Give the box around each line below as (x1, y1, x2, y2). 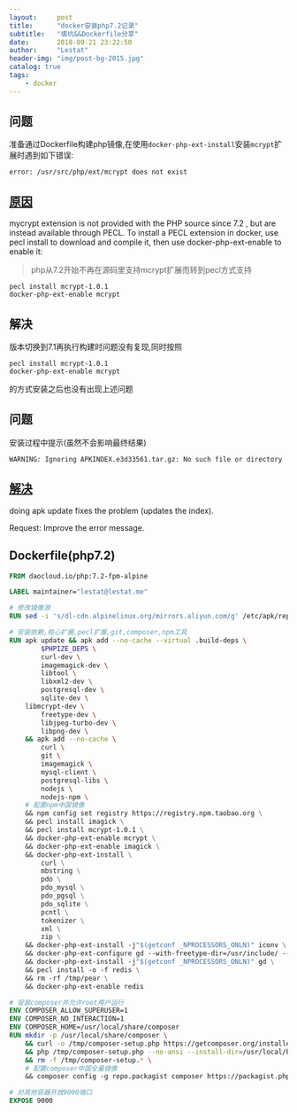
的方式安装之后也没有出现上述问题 (9, 384, 133, 394)
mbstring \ (41, 867, 81, 875)
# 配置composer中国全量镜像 (25, 1064, 118, 1073)
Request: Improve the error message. (9, 522, 145, 533)
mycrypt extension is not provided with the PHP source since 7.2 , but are (9, 218, 277, 229)
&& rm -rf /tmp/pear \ (25, 974, 109, 983)
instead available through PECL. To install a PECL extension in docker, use (9, 228, 279, 238)
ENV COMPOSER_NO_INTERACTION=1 (9, 1015, 125, 1023)
